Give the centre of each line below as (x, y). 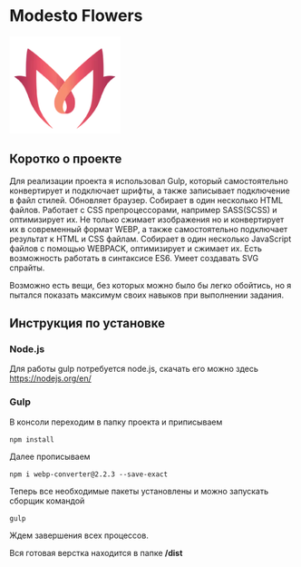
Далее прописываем (50, 456)
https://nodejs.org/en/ (51, 378)
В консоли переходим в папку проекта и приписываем (116, 422)
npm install (32, 440)
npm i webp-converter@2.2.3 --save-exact (89, 474)
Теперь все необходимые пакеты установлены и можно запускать (139, 491)
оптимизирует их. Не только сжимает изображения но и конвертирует (147, 220)
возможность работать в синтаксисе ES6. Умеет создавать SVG (134, 258)
